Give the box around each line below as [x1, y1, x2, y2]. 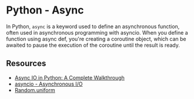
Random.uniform [14, 86, 55, 94]
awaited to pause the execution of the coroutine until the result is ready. [6, 42, 180, 49]
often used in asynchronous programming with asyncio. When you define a [6, 29, 188, 36]
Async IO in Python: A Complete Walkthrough [14, 74, 125, 81]
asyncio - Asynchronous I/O [14, 80, 83, 87]
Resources [6, 59, 46, 69]
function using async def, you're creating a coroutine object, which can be [6, 35, 186, 42]
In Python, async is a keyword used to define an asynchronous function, [6, 23, 180, 30]
